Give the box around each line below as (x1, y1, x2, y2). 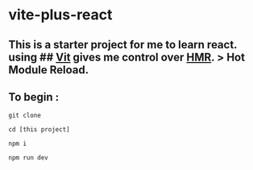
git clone (8, 111, 42, 120)
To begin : (8, 90, 59, 104)
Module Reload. (8, 63, 89, 77)
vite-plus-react (8, 6, 113, 24)
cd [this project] (8, 126, 70, 134)
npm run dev (8, 154, 48, 162)
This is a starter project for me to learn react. (8, 38, 238, 52)
